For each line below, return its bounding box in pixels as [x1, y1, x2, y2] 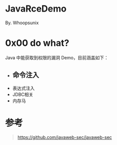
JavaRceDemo [5, 3, 66, 15]
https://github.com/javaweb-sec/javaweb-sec [17, 134, 112, 140]
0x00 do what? [5, 37, 69, 49]
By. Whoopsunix [5, 20, 39, 26]
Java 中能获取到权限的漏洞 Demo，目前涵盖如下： [5, 54, 109, 60]
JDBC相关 [12, 91, 33, 97]
